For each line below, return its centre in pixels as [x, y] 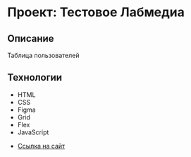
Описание [31, 39]
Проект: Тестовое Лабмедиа [96, 12]
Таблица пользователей [43, 55]
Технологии [35, 77]
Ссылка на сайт [41, 146]
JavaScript [33, 132]
